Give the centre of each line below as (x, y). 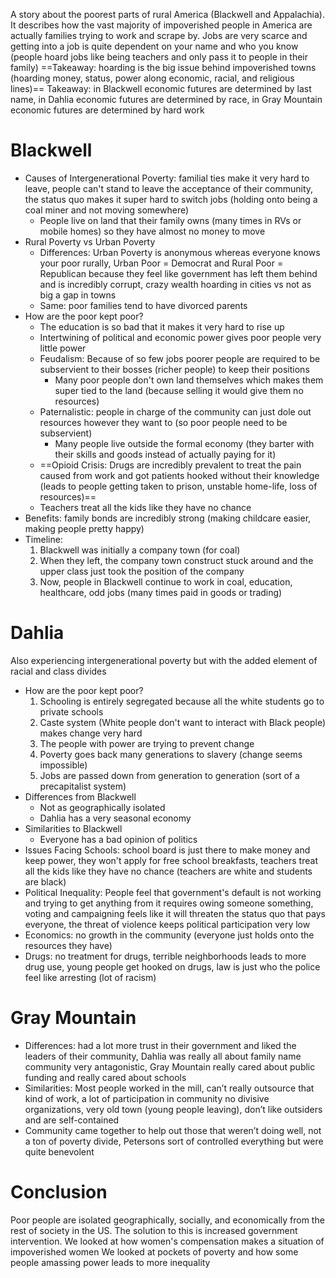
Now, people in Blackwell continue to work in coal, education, (166, 581)
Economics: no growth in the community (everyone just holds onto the (169, 935)
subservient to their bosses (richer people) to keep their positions (174, 369)
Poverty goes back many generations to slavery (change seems (171, 754)
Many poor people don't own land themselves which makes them (189, 380)
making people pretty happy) (84, 528)
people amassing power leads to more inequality (110, 1262)
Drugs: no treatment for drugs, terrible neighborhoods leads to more (165, 956)
